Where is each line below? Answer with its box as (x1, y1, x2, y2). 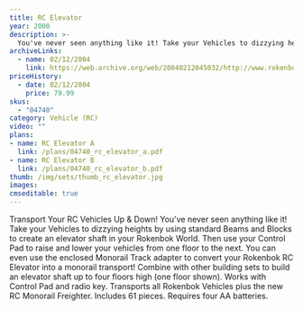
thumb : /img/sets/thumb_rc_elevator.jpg (9, 172, 164, 181)
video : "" (9, 123, 47, 132)
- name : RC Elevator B (9, 155, 95, 165)
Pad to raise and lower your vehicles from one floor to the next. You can (9, 242, 277, 253)
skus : (9, 96, 30, 106)
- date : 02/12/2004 (17, 80, 91, 89)
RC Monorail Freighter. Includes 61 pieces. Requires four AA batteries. (9, 290, 269, 301)
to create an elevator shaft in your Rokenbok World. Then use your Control (9, 233, 286, 243)
